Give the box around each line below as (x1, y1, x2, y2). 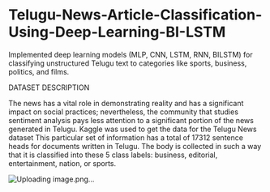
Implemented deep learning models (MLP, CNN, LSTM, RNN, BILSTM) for (8, 49, 253, 59)
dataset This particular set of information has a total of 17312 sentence (8, 132, 243, 143)
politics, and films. (8, 66, 70, 76)
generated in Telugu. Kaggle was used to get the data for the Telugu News (8, 124, 257, 134)
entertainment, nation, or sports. (8, 158, 117, 168)
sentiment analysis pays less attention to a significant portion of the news (8, 115, 254, 125)
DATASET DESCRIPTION (8, 83, 90, 92)
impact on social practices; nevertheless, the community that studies (8, 107, 239, 117)
